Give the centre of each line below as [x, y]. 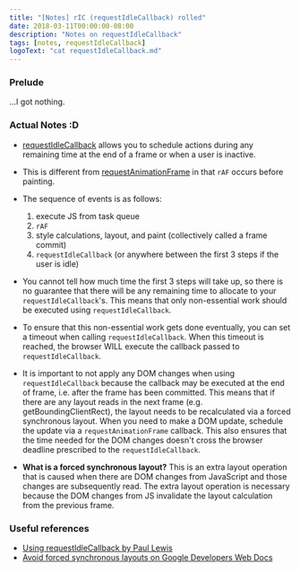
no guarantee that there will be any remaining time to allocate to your [149, 290]
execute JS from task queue [88, 216]
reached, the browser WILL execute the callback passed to [131, 346]
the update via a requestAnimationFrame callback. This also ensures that [154, 430]
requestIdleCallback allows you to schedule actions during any [137, 145]
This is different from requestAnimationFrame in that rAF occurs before [153, 172]
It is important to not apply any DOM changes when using [129, 373]
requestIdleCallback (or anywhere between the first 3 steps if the [157, 254]
